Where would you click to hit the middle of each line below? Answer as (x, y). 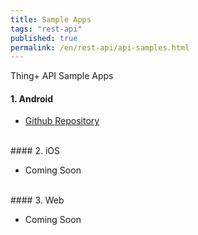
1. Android (32, 98)
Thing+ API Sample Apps (62, 76)
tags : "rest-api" (46, 29)
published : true (44, 38)
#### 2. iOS (35, 151)
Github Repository (62, 121)
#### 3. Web (37, 200)
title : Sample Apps (51, 19)
